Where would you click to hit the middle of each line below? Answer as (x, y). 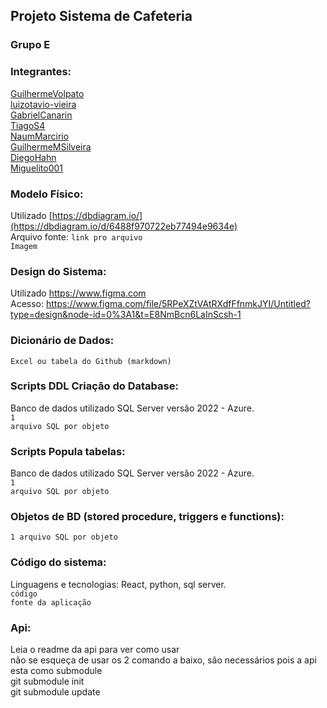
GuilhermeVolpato (47, 93)
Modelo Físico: (47, 194)
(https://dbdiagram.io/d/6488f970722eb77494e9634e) (124, 226)
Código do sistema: (58, 562)
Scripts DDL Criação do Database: (94, 386)
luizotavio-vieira (43, 104)
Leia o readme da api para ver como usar (95, 649)
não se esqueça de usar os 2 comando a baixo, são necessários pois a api (163, 660)
